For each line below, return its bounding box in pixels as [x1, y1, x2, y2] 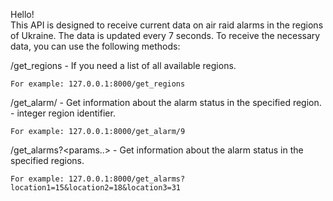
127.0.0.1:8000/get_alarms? [68, 174, 186, 184]
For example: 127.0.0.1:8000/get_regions [10, 79, 186, 89]
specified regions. [10, 155, 85, 166]
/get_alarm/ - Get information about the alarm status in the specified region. [10, 97, 322, 108]
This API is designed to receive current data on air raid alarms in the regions [10, 19, 324, 31]
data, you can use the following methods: [10, 40, 181, 52]
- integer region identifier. [10, 107, 116, 119]
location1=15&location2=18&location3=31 [10, 183, 182, 193]
